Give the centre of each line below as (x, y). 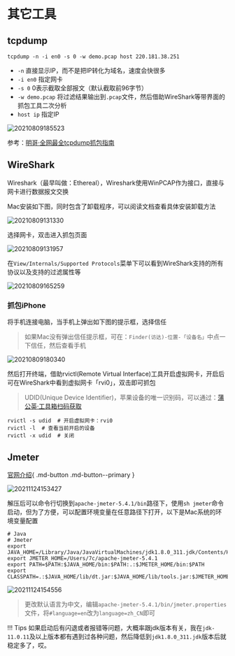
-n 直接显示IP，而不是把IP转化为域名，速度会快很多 (91, 70)
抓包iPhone (27, 305)
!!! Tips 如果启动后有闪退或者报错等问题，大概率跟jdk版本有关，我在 (105, 627)
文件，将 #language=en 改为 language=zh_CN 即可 (90, 613)
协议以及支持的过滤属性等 (44, 272)
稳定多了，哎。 (29, 645)
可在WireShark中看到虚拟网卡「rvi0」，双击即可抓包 (81, 383)
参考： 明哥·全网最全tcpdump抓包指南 (61, 143)
